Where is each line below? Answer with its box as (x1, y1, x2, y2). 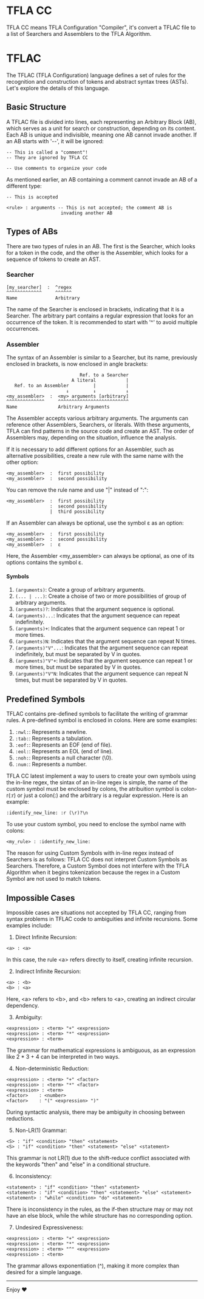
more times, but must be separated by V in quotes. (15, 663, 142, 671)
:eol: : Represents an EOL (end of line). (15, 748, 114, 755)
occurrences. (6, 325, 40, 332)
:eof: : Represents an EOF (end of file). (15, 741, 112, 748)
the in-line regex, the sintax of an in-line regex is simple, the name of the (6, 779, 188, 786)
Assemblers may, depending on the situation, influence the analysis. (6, 434, 177, 441)
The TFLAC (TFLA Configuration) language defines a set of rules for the (6, 71, 186, 79)
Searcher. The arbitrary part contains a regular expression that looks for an (6, 312, 194, 319)
